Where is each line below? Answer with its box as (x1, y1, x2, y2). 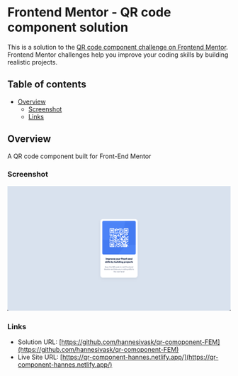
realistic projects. (7, 57, 58, 66)
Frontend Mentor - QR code (7, 4, 171, 21)
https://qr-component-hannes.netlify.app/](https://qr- (62, 353, 219, 362)
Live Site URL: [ (17, 353, 63, 362)
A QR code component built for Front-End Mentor (7, 152, 152, 160)
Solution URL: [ (17, 338, 62, 346)
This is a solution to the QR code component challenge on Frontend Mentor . (7, 43, 228, 51)
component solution (7, 19, 129, 35)
